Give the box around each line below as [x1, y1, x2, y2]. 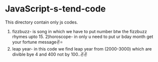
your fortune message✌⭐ [12, 39, 63, 45]
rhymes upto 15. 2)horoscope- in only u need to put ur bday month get [12, 34, 153, 39]
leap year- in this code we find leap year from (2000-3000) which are [12, 46, 152, 51]
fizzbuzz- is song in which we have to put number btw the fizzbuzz [12, 28, 147, 34]
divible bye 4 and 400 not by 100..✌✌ [12, 51, 88, 57]
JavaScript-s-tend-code [5, 3, 106, 14]
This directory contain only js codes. [5, 19, 78, 25]
